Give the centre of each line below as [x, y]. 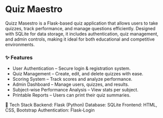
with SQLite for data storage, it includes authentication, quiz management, [82, 34]
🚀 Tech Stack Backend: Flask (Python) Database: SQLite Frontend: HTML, [81, 105]
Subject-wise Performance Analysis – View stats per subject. [75, 90]
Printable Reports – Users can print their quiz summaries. [71, 95]
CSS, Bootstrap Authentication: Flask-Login [50, 110]
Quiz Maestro [34, 9]
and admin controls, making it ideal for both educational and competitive [80, 39]
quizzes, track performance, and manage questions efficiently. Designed [80, 28]
